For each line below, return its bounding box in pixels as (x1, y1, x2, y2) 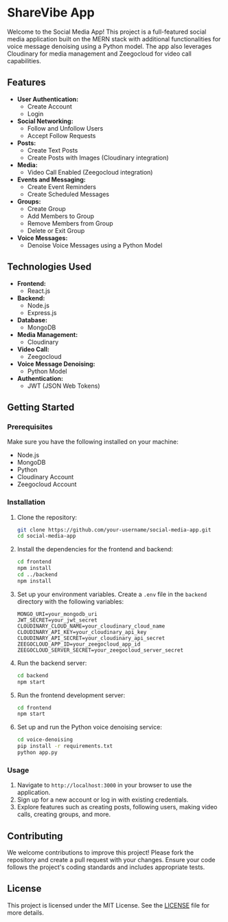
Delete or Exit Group (27, 226, 85, 234)
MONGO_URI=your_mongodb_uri (16, 611, 98, 617)
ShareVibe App (7, 5, 95, 21)
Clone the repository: (16, 513, 78, 521)
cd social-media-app (16, 533, 76, 540)
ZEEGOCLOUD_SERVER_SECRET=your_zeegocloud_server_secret (16, 646, 184, 654)
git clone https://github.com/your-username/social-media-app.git (16, 526, 212, 534)
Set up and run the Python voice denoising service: (16, 723, 163, 732)
